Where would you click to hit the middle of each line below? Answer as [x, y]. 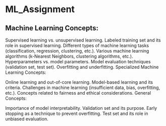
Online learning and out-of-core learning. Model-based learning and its [79, 82]
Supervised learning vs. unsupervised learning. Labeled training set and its [83, 40]
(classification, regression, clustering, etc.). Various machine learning [77, 51]
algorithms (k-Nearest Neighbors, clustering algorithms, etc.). [69, 56]
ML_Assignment [40, 9]
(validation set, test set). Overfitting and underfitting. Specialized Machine [82, 67]
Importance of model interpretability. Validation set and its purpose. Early [81, 108]
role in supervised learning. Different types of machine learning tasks [77, 46]
